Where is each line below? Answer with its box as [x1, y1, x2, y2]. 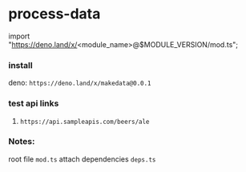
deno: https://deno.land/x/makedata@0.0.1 [8, 78, 151, 88]
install [8, 59, 34, 70]
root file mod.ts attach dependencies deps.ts [8, 154, 156, 164]
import [8, 31, 30, 41]
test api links [8, 98, 59, 109]
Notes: [8, 136, 35, 147]
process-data [8, 5, 101, 23]
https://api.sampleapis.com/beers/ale [19, 118, 150, 126]
